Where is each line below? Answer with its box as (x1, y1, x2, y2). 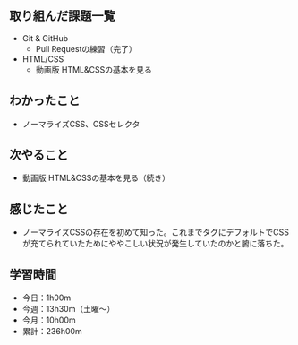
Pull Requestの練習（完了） (35, 43, 137, 54)
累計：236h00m (21, 326, 82, 337)
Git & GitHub (21, 32, 69, 43)
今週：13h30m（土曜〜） (21, 304, 115, 315)
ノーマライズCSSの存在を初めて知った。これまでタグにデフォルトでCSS (21, 227, 289, 237)
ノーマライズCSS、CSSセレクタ (21, 118, 140, 129)
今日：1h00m (21, 292, 72, 303)
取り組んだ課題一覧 (9, 8, 115, 24)
